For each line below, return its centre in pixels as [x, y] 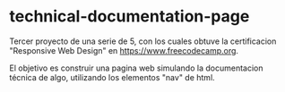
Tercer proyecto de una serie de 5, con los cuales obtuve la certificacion [143, 41]
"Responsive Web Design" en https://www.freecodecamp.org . [124, 50]
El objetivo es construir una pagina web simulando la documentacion [136, 68]
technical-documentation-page [130, 17]
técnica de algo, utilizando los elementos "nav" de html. [112, 77]
